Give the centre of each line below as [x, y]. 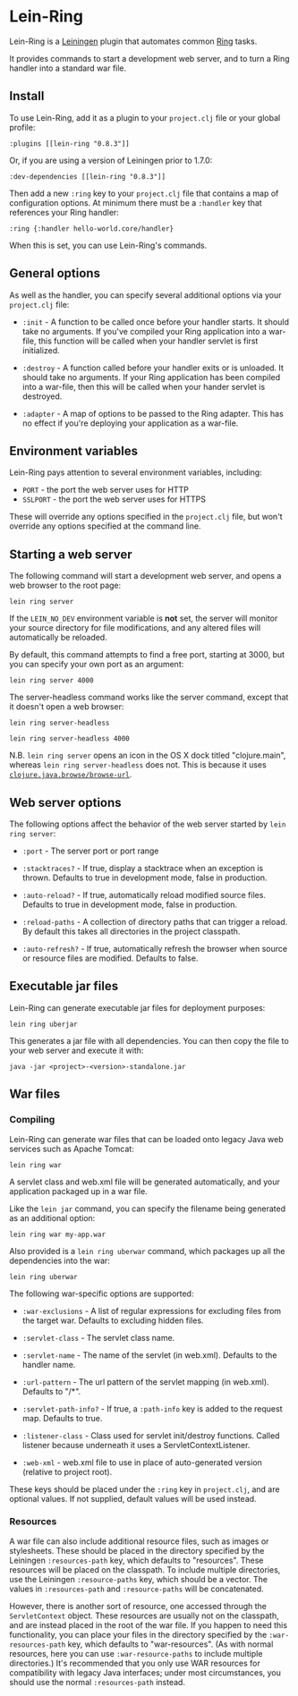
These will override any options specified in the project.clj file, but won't [146, 517]
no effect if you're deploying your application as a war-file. [130, 423]
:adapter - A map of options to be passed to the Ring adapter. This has [153, 413]
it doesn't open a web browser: [67, 707]
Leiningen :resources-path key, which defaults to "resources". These [136, 1560]
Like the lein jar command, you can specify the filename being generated [148, 1208]
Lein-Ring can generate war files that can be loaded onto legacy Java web [146, 1139]
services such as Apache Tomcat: [72, 1149]
